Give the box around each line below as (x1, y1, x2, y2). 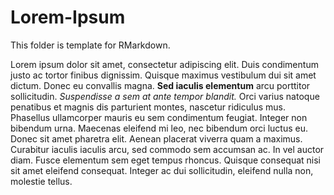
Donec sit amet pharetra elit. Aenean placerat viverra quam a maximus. (10, 132, 303, 145)
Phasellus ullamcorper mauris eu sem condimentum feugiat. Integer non (10, 111, 308, 123)
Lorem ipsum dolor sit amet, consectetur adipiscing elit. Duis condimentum (10, 58, 319, 70)
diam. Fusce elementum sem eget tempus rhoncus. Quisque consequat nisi (10, 154, 321, 166)
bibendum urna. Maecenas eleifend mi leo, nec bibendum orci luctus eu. (10, 122, 308, 134)
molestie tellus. (10, 175, 73, 187)
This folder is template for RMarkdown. (10, 39, 171, 51)
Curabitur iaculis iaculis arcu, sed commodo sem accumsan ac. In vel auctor (10, 143, 325, 155)
